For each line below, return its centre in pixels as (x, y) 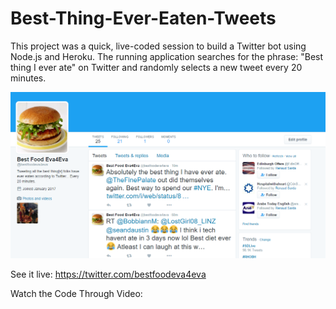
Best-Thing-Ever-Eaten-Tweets (143, 18)
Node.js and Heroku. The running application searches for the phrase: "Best (167, 56)
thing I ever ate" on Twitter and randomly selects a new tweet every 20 (156, 67)
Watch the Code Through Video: (76, 294)
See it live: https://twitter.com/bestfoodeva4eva (108, 274)
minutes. (28, 78)
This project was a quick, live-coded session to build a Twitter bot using (158, 46)
